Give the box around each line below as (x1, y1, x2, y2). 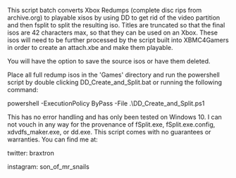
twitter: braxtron (7, 149, 54, 157)
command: (7, 86, 39, 94)
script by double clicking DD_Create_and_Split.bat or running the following (7, 78, 222, 87)
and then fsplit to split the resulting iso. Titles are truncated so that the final (7, 21, 225, 29)
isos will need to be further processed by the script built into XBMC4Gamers (7, 36, 229, 44)
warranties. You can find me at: (7, 135, 99, 144)
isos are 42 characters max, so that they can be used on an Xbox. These (7, 28, 218, 37)
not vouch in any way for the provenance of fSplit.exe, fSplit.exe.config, (7, 120, 216, 129)
